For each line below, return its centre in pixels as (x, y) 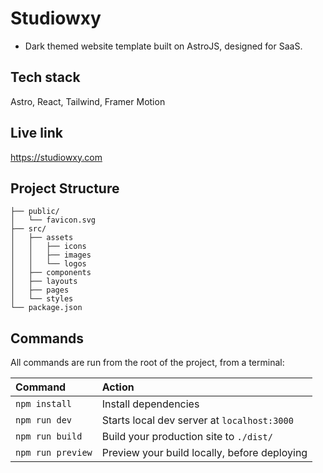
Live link (36, 133)
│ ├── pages (40, 290)
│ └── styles (42, 299)
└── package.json (46, 308)
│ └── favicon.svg (53, 220)
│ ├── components (51, 273)
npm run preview (54, 453)
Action (118, 387)
